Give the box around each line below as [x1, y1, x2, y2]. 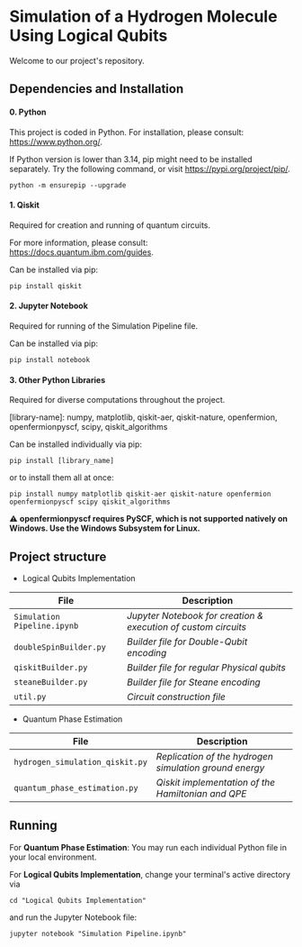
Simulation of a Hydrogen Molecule [9, 6, 278, 27]
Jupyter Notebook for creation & [127, 609, 264, 622]
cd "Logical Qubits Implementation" [9, 896, 147, 905]
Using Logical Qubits [9, 25, 168, 46]
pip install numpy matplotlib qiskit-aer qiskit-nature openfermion [9, 489, 271, 499]
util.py [13, 691, 47, 702]
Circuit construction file [127, 690, 226, 703]
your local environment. [9, 851, 97, 862]
